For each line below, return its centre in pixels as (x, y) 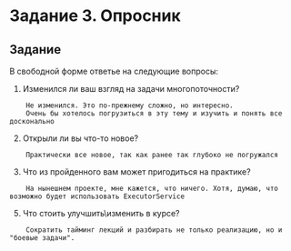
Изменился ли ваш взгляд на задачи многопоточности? (131, 89)
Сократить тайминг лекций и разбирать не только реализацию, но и (154, 230)
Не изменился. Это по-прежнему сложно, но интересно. (130, 105)
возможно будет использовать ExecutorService (97, 196)
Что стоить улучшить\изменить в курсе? (101, 213)
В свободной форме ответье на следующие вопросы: (114, 71)
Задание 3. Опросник (95, 16)
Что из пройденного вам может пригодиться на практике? (137, 172)
